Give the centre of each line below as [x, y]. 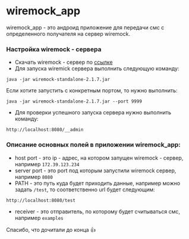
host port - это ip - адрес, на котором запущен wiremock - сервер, [99, 158]
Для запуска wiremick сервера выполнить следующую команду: [97, 69]
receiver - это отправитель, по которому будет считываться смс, [97, 211]
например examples [39, 218]
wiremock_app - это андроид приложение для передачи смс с [85, 27]
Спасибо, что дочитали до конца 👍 [51, 229]
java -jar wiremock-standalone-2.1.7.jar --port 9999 [74, 102]
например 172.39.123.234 [47, 164]
